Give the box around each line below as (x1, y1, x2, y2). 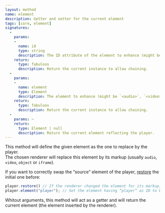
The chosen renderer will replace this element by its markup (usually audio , (5, 154, 157, 160)
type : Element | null (18, 126, 63, 131)
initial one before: (5, 174, 41, 180)
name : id (18, 44, 36, 49)
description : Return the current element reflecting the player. (18, 131, 155, 135)
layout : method (5, 7, 36, 12)
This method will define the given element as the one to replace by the (5, 144, 148, 150)
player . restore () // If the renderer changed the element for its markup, (5, 184, 162, 189)
